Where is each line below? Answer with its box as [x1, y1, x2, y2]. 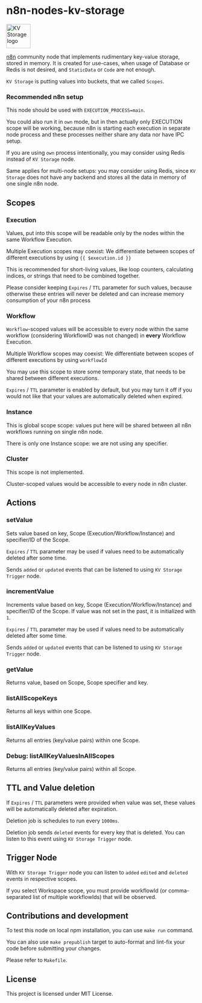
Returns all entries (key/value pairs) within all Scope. [6, 765, 137, 772]
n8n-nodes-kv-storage [6, 4, 125, 18]
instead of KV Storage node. [6, 155, 75, 163]
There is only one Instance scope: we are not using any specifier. [6, 439, 168, 447]
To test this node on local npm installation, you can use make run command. [6, 927, 194, 934]
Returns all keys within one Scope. [6, 708, 92, 715]
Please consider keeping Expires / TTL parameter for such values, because [6, 283, 192, 291]
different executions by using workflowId [6, 356, 107, 364]
